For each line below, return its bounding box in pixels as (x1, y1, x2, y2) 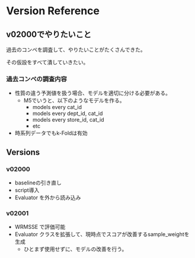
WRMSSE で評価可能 (14, 224, 66, 231)
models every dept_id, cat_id (32, 110, 103, 117)
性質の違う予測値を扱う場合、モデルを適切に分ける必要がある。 (14, 90, 171, 97)
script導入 (14, 186, 40, 193)
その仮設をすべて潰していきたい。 (6, 59, 89, 66)
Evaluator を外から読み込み (14, 194, 81, 201)
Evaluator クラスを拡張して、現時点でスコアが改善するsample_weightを (14, 231, 190, 238)
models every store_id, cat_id (32, 116, 105, 123)
